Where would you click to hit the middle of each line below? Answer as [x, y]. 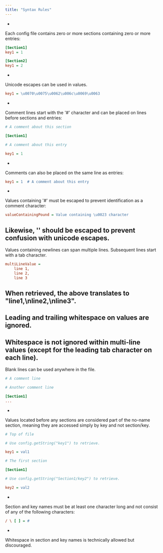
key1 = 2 [14, 66]
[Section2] [16, 61]
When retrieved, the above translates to [67, 293]
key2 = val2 [17, 487]
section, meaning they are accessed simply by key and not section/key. [78, 425]
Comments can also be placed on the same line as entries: [65, 173]
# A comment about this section [38, 127]
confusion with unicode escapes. [57, 238]
